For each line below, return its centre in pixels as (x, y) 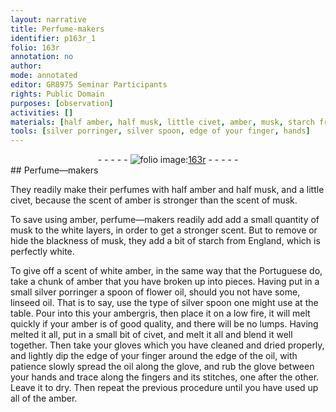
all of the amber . (44, 398)
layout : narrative (48, 19)
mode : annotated (44, 76)
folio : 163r (35, 47)
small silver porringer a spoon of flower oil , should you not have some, (155, 292)
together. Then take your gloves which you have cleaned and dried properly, (167, 345)
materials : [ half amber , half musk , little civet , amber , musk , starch (162, 122)
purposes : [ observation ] (62, 103)
